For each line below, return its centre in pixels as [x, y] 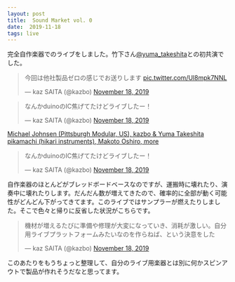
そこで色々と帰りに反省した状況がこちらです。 [87, 210]
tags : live [23, 33]
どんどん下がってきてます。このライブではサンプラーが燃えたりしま [117, 202]
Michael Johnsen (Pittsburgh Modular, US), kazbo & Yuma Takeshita [106, 134]
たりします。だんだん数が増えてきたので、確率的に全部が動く [126, 193]
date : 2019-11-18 [34, 27]
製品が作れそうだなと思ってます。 [74, 271]
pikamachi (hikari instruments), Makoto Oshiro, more [83, 142]
